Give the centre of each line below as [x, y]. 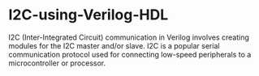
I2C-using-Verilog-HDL [88, 15]
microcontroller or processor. [57, 63]
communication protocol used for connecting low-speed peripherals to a [130, 54]
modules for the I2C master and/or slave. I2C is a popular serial [114, 45]
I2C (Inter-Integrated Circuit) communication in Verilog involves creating [129, 37]
